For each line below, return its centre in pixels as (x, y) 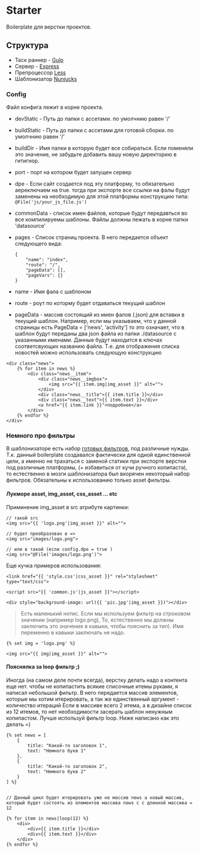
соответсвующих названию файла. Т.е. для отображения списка (97, 346)
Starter (24, 10)
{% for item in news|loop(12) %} (48, 818)
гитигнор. (27, 161)
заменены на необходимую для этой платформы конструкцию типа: (102, 196)
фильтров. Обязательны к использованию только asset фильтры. (89, 480)
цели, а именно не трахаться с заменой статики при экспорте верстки (96, 461)
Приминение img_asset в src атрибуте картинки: (68, 507)
